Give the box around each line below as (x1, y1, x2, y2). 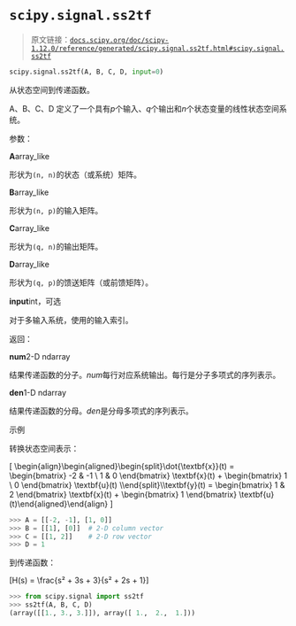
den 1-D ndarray (9, 387, 67, 398)
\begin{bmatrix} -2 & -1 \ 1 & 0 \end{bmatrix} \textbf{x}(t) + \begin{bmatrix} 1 (9, 470, 288, 481)
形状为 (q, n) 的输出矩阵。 (9, 241, 103, 251)
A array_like (9, 151, 50, 161)
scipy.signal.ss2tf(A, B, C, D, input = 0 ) (9, 67, 164, 76)
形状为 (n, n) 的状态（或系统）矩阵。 (9, 169, 141, 180)
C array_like (9, 222, 50, 233)
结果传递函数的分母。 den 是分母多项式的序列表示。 (9, 406, 194, 416)
